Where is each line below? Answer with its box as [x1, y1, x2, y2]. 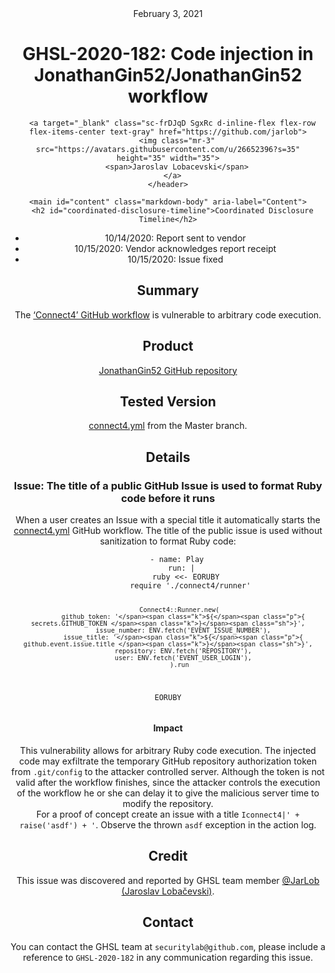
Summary [136, 282, 200, 299]
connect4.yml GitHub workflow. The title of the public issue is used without [13, 525, 323, 537]
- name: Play [149, 555, 205, 565]
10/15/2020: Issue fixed [127, 253, 224, 265]
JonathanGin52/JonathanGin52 [33, 64, 303, 87]
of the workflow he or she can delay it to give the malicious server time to [16, 787, 320, 799]
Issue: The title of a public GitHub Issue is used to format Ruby [13, 478, 323, 492]
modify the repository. [122, 798, 214, 810]
